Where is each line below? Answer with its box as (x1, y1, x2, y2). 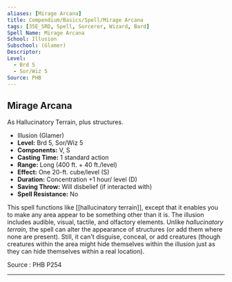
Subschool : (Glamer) (7, 42, 67, 49)
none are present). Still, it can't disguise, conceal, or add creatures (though (7, 232, 221, 241)
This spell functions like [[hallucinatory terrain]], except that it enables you (7, 203, 219, 212)
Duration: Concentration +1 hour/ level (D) (17, 175, 138, 183)
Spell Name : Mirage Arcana (7, 29, 85, 37)
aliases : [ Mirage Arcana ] (7, 10, 81, 17)
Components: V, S (17, 146, 70, 154)
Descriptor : (7, 49, 41, 56)
